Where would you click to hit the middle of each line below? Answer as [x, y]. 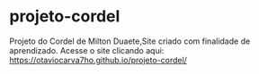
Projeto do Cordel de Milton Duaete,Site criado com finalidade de [130, 41]
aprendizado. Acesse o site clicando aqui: [87, 50]
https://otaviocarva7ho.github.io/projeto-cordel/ [98, 60]
